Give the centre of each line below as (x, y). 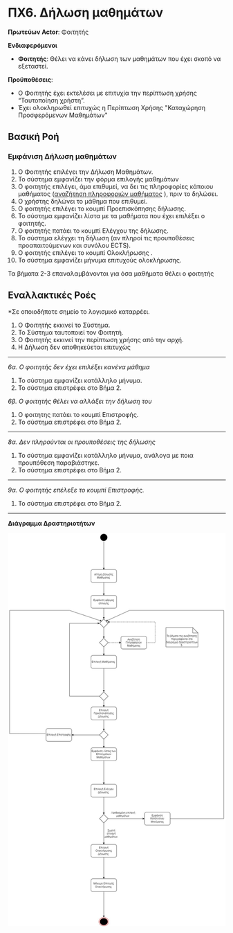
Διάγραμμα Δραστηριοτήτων (52, 524)
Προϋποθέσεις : (31, 79)
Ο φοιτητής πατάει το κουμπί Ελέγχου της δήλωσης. (93, 231)
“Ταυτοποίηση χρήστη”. (51, 100)
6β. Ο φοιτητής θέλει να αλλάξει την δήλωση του (80, 401)
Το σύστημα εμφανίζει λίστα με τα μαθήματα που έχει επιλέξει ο (111, 215)
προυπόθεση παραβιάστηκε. (58, 463)
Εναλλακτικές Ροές (52, 295)
